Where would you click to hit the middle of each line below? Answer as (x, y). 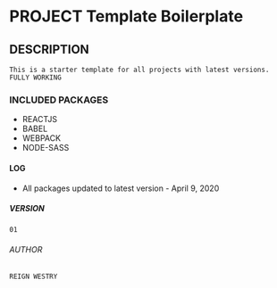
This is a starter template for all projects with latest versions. (139, 70)
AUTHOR (26, 250)
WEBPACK (41, 138)
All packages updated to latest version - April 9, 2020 (121, 188)
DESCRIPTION (49, 49)
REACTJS (40, 119)
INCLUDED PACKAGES (59, 100)
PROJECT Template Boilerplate (126, 16)
